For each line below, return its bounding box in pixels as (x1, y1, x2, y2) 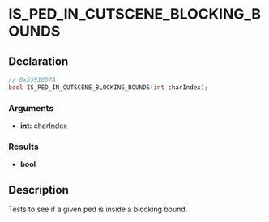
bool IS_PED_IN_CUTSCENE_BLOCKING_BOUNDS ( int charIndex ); (8, 83, 208, 92)
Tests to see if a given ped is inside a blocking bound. (8, 204, 188, 215)
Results (8, 141, 39, 152)
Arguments (8, 102, 54, 113)
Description (8, 183, 69, 197)
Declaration (8, 54, 69, 68)
